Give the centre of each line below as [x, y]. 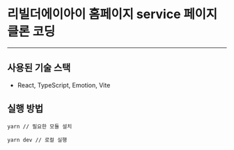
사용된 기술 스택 [39, 68]
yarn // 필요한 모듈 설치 [40, 126]
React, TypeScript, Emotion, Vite [64, 85]
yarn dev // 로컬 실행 [37, 140]
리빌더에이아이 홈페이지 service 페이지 [112, 14]
